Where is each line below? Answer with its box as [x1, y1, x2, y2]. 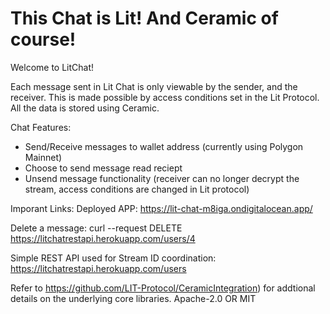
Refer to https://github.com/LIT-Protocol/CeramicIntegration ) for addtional [10, 282, 316, 294]
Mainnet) [24, 151, 63, 163]
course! [10, 28, 77, 51]
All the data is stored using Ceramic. [10, 102, 160, 114]
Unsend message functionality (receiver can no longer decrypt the [24, 172, 300, 184]
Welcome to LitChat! [10, 61, 95, 73]
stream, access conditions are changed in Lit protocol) [24, 183, 250, 195]
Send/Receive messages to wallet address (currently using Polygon [24, 140, 304, 152]
